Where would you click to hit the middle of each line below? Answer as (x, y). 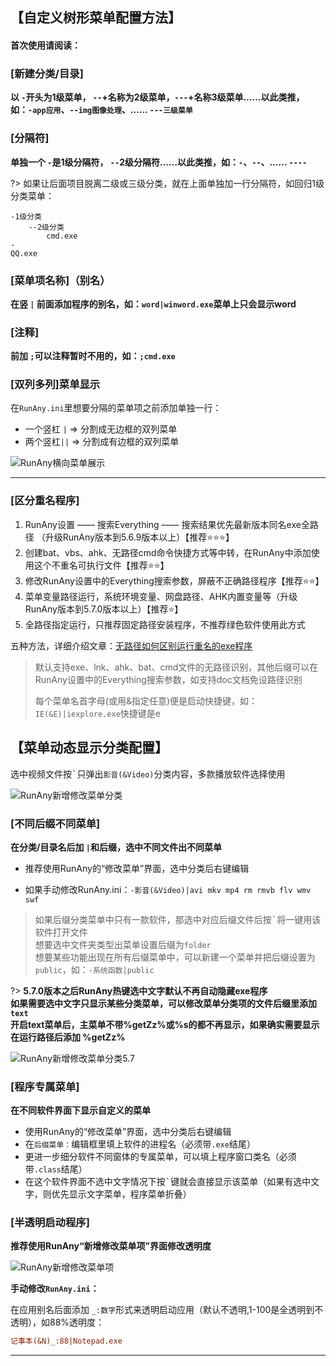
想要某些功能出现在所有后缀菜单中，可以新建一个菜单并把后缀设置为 (175, 957)
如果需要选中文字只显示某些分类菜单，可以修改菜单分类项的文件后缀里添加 (163, 1003)
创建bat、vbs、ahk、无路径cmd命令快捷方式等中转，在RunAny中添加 (168, 552)
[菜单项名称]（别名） (60, 280)
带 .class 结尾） (56, 1169)
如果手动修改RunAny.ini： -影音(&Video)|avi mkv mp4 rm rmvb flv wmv (168, 889)
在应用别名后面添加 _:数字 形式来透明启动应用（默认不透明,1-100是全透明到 (162, 1310)
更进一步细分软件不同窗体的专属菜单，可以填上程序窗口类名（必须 (160, 1157)
